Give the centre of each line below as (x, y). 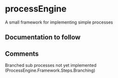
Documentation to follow (43, 37)
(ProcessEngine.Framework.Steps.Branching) (50, 70)
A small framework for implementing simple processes (59, 22)
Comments (22, 54)
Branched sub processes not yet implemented (51, 65)
